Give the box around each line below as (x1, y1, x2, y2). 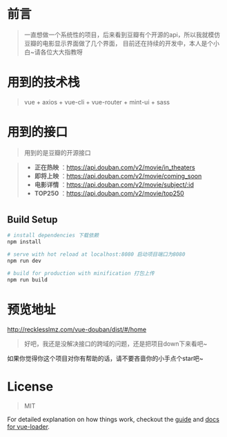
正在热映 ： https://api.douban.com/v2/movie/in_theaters (34, 163, 195, 171)
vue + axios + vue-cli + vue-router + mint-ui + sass (23, 97, 170, 106)
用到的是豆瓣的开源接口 (23, 148, 91, 156)
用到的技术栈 (7, 75, 81, 91)
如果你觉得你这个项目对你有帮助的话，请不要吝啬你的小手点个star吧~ (7, 354, 204, 362)
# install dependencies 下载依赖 (7, 232, 99, 239)
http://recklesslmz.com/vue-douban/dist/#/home (7, 325, 147, 333)
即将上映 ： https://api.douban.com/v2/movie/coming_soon (34, 171, 202, 180)
